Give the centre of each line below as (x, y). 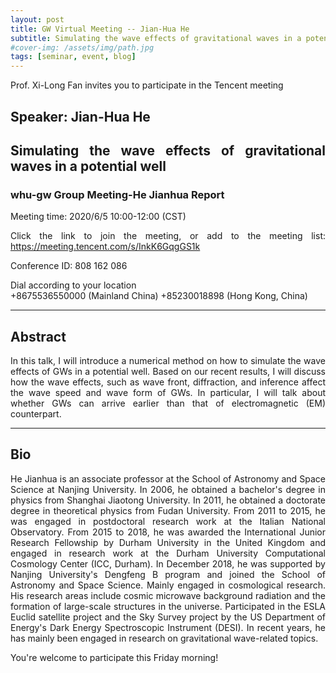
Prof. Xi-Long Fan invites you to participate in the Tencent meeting (147, 85)
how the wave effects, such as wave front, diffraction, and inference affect (168, 382)
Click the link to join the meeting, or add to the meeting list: (168, 236)
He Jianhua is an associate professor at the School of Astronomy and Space (168, 478)
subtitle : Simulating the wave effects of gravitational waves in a (156, 38)
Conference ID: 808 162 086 (69, 266)
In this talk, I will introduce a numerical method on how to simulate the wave (168, 361)
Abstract (38, 336)
